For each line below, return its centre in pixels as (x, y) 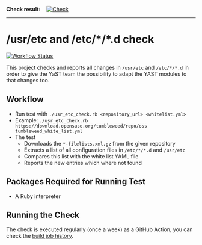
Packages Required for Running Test (76, 181)
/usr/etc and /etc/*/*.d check (80, 39)
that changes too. (28, 80)
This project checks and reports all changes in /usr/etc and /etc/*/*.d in (98, 67)
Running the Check (43, 215)
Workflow (25, 99)
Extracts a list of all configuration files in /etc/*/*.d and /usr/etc (105, 150)
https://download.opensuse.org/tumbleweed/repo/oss (81, 126)
